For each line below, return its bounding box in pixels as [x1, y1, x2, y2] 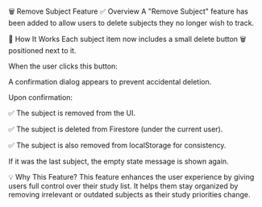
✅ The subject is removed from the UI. [8, 108, 136, 118]
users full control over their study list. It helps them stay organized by [8, 181, 239, 191]
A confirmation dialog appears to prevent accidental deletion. [8, 77, 212, 86]
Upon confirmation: [8, 93, 73, 102]
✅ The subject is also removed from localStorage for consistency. [8, 140, 227, 150]
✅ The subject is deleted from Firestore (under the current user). [8, 124, 223, 134]
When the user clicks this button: [8, 61, 119, 71]
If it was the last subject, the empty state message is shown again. [8, 156, 229, 166]
